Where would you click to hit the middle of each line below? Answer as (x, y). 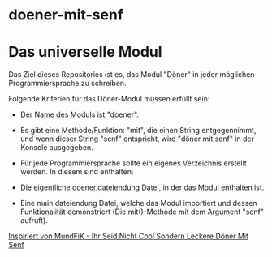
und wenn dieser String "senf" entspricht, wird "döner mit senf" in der (137, 139)
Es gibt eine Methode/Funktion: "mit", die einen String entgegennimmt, (138, 131)
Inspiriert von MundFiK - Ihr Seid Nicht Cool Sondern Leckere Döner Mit (129, 236)
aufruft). (34, 221)
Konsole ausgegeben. (56, 148)
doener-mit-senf (66, 15)
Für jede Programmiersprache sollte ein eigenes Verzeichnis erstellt (134, 163)
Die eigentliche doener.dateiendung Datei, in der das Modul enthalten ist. (142, 187)
